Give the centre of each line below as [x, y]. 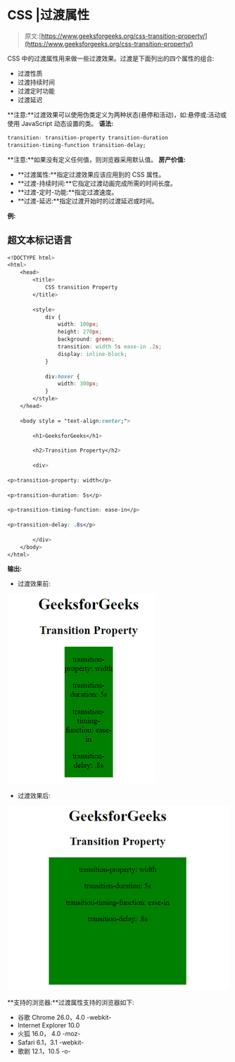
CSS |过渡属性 [49, 15]
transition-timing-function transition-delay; [77, 145]
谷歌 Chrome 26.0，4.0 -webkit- [64, 1017]
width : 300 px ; [78, 384]
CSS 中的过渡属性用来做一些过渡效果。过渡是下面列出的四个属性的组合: [111, 58]
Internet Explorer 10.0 [49, 1025]
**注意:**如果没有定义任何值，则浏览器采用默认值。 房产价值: [96, 159]
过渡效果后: [34, 796]
